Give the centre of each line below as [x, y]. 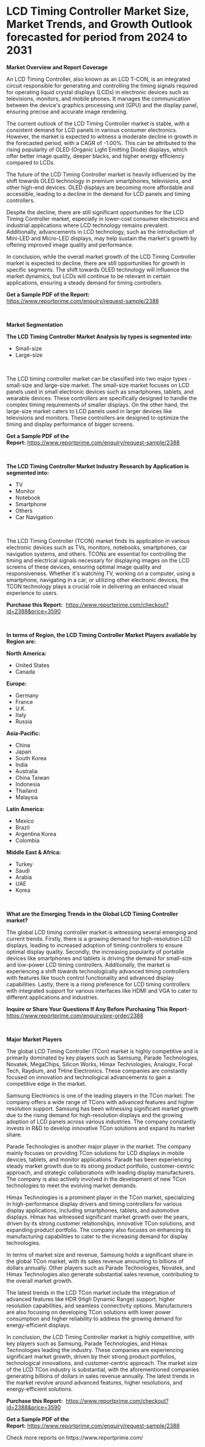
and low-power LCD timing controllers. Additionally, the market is [88, 965]
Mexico [24, 821]
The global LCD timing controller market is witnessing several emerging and [102, 932]
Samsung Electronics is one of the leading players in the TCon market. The [100, 1095]
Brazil [22, 827]
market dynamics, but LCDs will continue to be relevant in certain [88, 276]
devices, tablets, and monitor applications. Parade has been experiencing [99, 1159]
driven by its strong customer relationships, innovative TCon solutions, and [101, 1223]
